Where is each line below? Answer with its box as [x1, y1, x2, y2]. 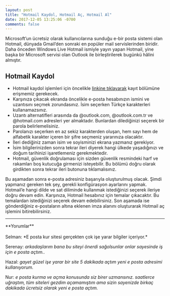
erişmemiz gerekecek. [12, 91, 59, 97]
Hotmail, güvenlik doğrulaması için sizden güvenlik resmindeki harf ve [12, 155, 158, 161]
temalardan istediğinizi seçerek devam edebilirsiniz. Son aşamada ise [5, 198, 150, 204]
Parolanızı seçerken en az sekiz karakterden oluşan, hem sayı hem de [12, 128, 158, 135]
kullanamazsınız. [12, 107, 48, 113]
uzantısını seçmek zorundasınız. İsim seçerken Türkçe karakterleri [12, 102, 151, 108]
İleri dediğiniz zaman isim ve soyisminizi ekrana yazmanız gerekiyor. [12, 139, 155, 145]
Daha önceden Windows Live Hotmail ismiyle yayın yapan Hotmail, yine [5, 46, 154, 52]
